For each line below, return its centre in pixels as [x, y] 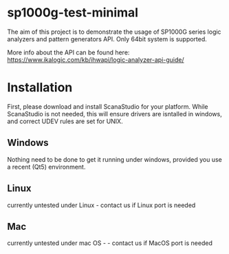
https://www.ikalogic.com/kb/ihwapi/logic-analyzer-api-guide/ [96, 59]
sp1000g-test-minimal [73, 13]
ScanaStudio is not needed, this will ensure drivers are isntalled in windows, [115, 114]
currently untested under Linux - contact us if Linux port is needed [101, 205]
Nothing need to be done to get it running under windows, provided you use [115, 159]
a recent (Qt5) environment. [46, 167]
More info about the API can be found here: [68, 52]
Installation [40, 88]
